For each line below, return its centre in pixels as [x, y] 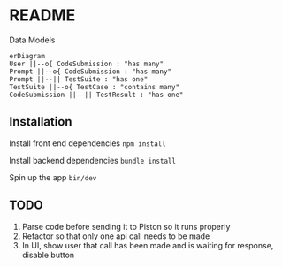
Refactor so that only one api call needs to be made [116, 236]
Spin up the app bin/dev [53, 177]
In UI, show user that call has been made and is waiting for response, [148, 245]
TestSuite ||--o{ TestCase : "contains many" [94, 87]
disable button [48, 255]
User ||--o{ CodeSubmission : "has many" [87, 64]
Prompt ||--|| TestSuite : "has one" [79, 79]
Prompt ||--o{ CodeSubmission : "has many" [91, 72]
